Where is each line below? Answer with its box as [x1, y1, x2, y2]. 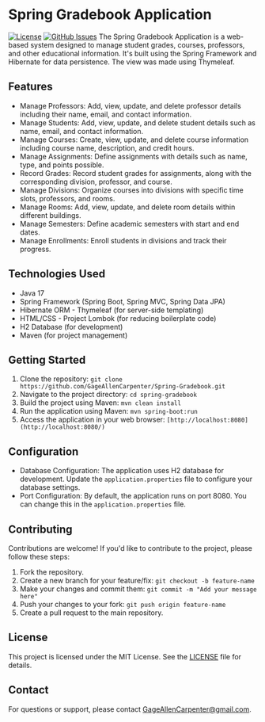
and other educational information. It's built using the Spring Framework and [8, 48, 257, 58]
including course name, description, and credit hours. [19, 143, 195, 152]
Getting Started [8, 353, 86, 366]
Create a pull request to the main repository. [19, 608, 164, 617]
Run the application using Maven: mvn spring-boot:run [19, 407, 198, 416]
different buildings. [19, 210, 81, 220]
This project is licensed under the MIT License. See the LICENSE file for [8, 651, 242, 661]
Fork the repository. [19, 567, 85, 576]
